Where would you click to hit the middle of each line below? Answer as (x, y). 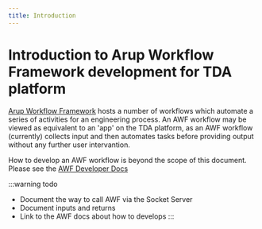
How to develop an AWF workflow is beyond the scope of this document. (128, 160)
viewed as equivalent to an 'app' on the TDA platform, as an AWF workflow (131, 127)
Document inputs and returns (67, 208)
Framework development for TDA (120, 72)
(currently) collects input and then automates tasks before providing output (131, 136)
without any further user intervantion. (69, 145)
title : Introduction (42, 16)
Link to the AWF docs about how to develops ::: (97, 216)
